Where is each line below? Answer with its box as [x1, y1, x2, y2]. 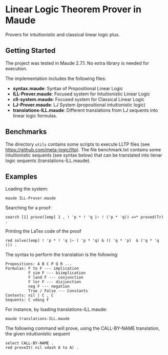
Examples [5, 172, 37, 181]
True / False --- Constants [28, 288, 88, 293]
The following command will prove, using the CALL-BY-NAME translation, [5, 325, 160, 331]
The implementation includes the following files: [5, 75, 107, 82]
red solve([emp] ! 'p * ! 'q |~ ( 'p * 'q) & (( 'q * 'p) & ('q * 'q [5, 238, 159, 243]
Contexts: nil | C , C [5, 293, 54, 298]
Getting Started [5, 46, 56, 55]
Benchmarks [5, 127, 47, 136]
